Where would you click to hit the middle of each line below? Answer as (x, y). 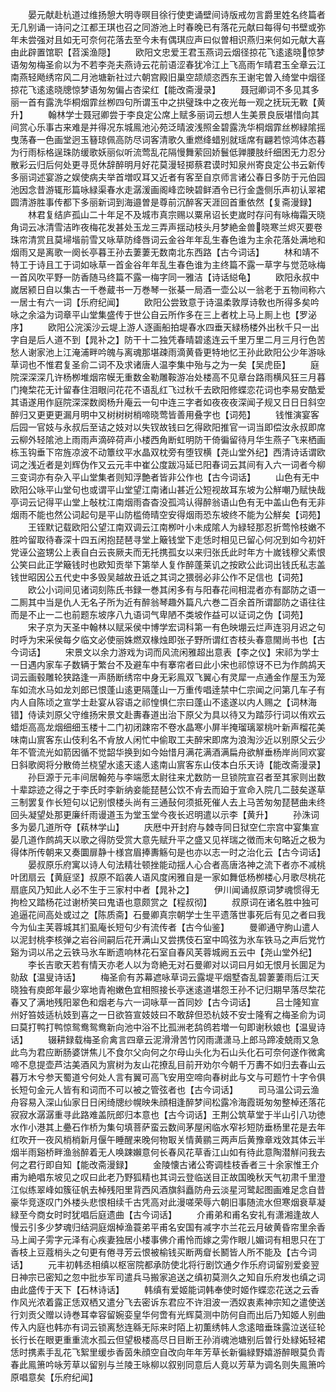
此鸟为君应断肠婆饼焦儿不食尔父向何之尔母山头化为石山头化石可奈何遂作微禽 (168, 1052)
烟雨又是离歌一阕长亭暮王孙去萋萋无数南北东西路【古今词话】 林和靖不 (165, 252)
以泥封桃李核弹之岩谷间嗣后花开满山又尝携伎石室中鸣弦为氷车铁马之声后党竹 (168, 939)
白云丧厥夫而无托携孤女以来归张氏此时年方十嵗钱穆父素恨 (207, 552)
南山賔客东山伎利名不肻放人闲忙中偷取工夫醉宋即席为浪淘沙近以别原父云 (167, 739)
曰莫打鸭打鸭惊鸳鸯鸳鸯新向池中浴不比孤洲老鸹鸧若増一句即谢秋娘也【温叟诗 (168, 1027)
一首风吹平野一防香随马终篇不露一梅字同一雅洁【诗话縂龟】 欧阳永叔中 (165, 277)
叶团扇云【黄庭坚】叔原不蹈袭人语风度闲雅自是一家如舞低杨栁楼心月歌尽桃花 (168, 877)
